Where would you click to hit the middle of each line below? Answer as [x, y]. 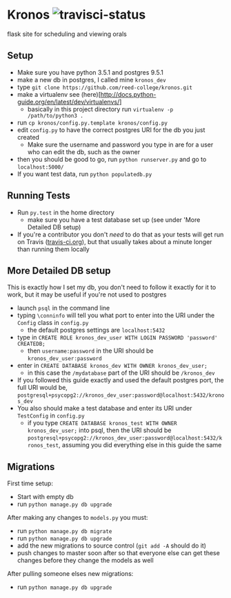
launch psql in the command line [63, 308]
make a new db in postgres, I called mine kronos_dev [92, 80]
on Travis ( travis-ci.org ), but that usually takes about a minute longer [114, 241]
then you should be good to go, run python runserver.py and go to [112, 159]
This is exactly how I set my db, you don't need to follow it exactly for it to [112, 288]
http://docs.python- [128, 94]
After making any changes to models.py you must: [78, 518]
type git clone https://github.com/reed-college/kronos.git [105, 87]
